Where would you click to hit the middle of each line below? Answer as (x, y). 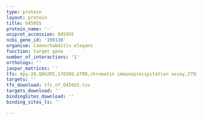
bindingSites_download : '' (40, 96)
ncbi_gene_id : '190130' (36, 40)
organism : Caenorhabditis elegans (50, 46)
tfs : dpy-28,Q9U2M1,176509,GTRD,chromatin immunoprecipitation (88, 74)
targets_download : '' (34, 91)
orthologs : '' (24, 62)
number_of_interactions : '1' (43, 57)
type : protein (24, 12)
